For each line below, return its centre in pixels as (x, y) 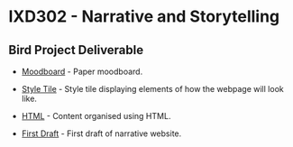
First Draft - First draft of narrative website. (101, 133)
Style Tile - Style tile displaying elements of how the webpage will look (153, 89)
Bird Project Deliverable (76, 50)
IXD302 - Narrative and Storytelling (144, 17)
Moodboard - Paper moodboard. (82, 71)
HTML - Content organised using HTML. (96, 116)
